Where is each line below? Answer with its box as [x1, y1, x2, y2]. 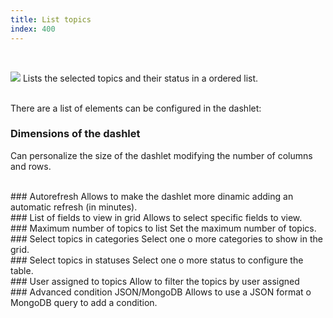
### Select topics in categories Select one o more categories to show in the [10, 232, 323, 245]
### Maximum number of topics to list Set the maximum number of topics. [10, 222, 317, 234]
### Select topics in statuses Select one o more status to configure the [10, 254, 304, 266]
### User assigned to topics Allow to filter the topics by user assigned [10, 275, 300, 287]
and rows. [10, 160, 52, 172]
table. [10, 264, 34, 276]
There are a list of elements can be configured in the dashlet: [10, 102, 262, 114]
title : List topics [10, 14, 92, 25]
